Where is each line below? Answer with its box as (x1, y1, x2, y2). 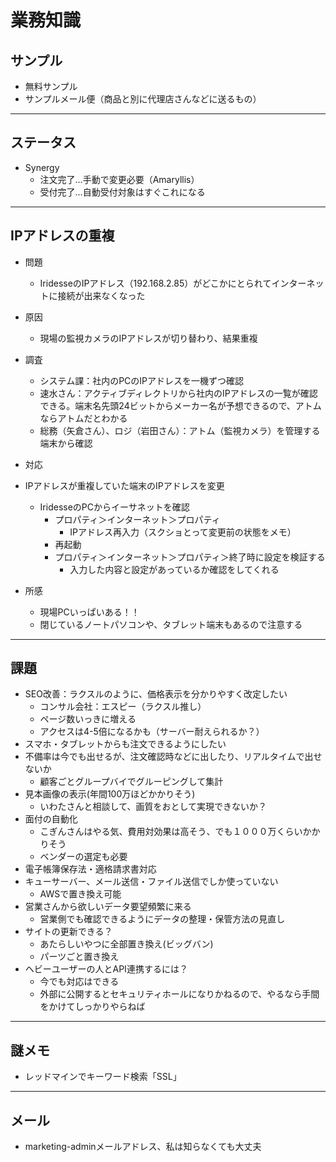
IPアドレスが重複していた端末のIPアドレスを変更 (24, 479, 225, 491)
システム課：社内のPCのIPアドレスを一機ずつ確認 (39, 374, 245, 386)
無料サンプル (24, 81, 78, 92)
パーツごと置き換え (39, 951, 120, 963)
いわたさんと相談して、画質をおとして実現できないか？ (39, 801, 268, 813)
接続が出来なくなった (57, 289, 146, 301)
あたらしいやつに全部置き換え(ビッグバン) (39, 938, 214, 950)
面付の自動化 (24, 813, 78, 825)
